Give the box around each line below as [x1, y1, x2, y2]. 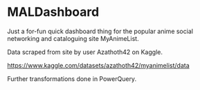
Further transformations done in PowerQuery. [7, 74, 137, 83]
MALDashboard [7, 4, 100, 20]
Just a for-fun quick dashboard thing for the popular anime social [7, 27, 194, 35]
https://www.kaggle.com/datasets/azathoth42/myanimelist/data [7, 61, 190, 69]
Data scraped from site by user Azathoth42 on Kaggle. [7, 48, 163, 56]
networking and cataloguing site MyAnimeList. [7, 34, 140, 42]
